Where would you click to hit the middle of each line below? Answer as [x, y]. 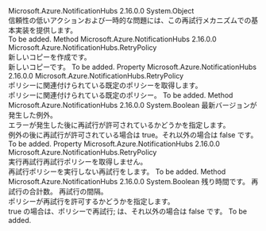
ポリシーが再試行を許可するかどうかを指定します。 [91, 201]
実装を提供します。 [46, 30]
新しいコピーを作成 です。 [50, 57]
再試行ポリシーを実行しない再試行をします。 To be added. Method [117, 171]
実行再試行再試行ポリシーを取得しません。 [78, 162]
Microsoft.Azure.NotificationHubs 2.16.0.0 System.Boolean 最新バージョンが [133, 105]
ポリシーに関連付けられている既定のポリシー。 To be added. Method [121, 95]
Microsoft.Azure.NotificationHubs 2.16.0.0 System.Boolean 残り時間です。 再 [133, 181]
